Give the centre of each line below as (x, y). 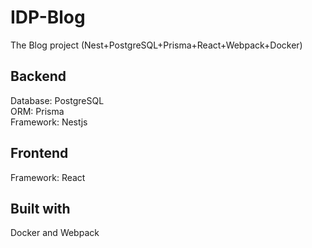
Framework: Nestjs (49, 122)
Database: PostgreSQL (57, 100)
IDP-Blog (48, 17)
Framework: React (48, 177)
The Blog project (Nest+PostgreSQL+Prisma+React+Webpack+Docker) (156, 45)
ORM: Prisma (37, 111)
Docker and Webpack (55, 233)
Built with (40, 208)
